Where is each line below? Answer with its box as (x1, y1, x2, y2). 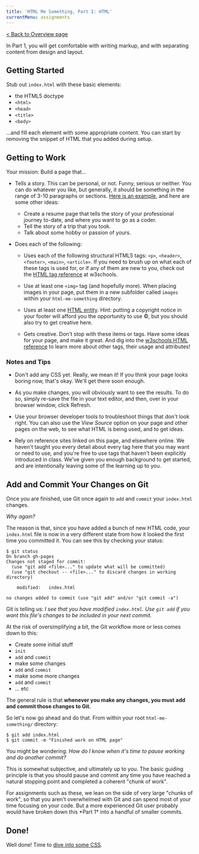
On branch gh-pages (6, 554, 54, 560)
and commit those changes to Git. (6, 703, 91, 710)
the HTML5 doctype (14, 92, 64, 99)
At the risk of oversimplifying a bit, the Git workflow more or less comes (6, 623, 181, 631)
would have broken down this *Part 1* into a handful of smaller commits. (6, 808, 183, 816)
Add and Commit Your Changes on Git (6, 479, 149, 489)
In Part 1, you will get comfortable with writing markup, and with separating (6, 42, 189, 49)
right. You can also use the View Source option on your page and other (14, 419, 188, 426)
